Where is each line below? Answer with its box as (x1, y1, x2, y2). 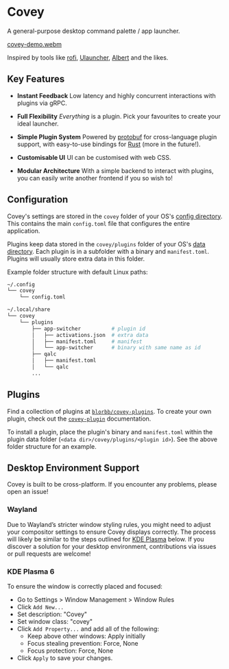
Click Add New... (16, 603, 64, 611)
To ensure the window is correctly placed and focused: (7, 583, 163, 591)
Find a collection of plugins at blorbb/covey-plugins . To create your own (7, 407, 212, 415)
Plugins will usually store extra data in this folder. (7, 255, 145, 263)
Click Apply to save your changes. (16, 654, 113, 662)
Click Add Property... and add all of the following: (16, 625, 160, 633)
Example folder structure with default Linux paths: (7, 268, 149, 276)
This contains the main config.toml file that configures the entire (7, 219, 191, 227)
